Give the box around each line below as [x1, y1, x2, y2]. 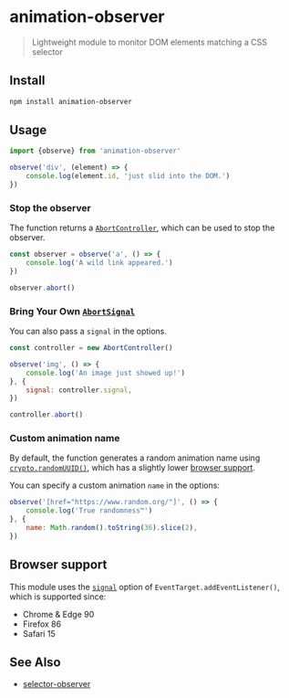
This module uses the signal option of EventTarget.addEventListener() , [9, 581, 280, 592]
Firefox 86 [22, 619, 62, 629]
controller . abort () [9, 410, 84, 419]
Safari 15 [22, 628, 57, 639]
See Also [9, 655, 61, 671]
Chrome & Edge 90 [22, 608, 95, 619]
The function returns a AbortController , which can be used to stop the [9, 222, 275, 234]
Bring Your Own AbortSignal [9, 304, 135, 317]
